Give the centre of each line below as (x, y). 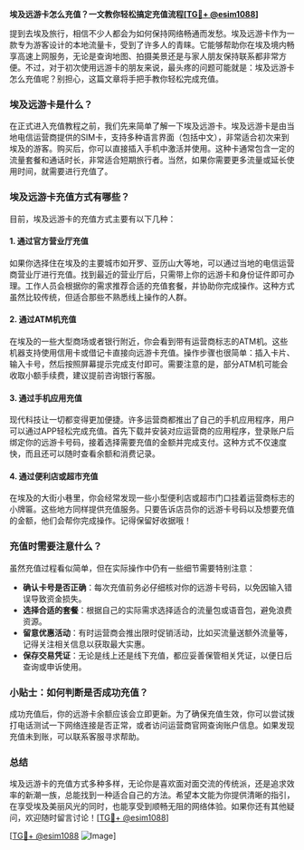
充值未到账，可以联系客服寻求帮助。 (77, 737)
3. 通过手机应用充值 (46, 397)
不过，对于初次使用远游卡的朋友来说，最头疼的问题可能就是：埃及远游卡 (160, 68)
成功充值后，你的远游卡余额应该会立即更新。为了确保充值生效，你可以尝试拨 (152, 714)
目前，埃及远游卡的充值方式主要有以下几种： (93, 219)
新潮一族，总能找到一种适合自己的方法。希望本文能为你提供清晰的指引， (160, 795)
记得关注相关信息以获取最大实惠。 (86, 644)
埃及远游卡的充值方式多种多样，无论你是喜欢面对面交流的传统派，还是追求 (148, 784)
